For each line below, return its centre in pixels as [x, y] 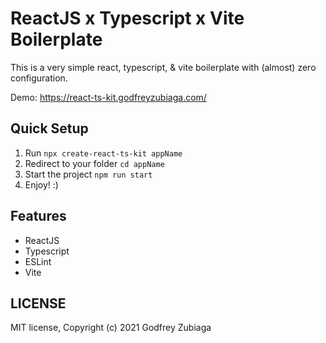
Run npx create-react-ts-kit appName [103, 153]
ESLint [38, 261]
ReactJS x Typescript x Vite [127, 18]
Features [38, 216]
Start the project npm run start [88, 174]
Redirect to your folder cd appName [94, 163]
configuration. [39, 78]
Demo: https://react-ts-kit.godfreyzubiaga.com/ [108, 97]
